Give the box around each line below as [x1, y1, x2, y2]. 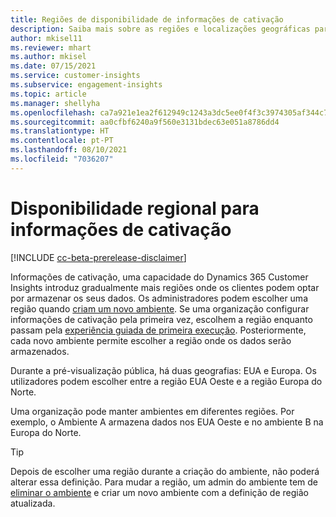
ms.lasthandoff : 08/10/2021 [10, 145, 128, 155]
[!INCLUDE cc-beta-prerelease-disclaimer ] [10, 251, 187, 263]
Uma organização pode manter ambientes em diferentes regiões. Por [10, 405, 295, 417]
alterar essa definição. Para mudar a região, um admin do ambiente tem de [10, 476, 319, 488]
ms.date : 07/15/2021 [10, 61, 97, 71]
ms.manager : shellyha [10, 98, 101, 108]
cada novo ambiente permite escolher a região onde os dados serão [10, 334, 292, 346]
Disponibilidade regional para [10, 197, 260, 220]
